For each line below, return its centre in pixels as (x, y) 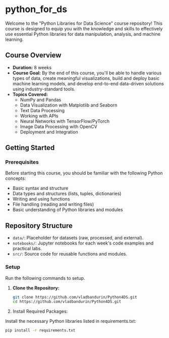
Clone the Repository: (36, 288)
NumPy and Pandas (41, 100)
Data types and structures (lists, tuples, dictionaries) (67, 194)
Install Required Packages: (40, 311)
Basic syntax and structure (40, 188)
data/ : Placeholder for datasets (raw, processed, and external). (78, 238)
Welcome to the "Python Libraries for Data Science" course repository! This (84, 23)
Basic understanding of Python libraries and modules (68, 210)
